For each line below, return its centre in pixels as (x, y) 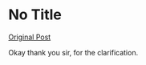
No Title (35, 15)
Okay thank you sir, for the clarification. (73, 52)
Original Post (30, 37)
